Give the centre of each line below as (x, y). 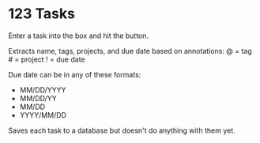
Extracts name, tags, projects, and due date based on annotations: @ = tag (130, 51)
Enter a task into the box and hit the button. (78, 36)
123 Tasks (41, 14)
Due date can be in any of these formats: (75, 74)
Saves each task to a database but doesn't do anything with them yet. (122, 130)
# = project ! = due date (47, 59)
